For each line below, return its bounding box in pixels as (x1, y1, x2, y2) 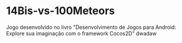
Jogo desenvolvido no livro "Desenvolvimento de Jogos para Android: (6, 24, 177, 31)
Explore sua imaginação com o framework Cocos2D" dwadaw (6, 29, 157, 37)
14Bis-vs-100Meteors (6, 4, 115, 18)
